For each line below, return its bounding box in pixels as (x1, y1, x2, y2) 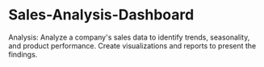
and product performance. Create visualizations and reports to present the (8, 40, 257, 50)
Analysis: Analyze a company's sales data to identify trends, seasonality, (8, 32, 250, 42)
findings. (8, 49, 38, 59)
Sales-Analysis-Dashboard (8, 6, 195, 24)
